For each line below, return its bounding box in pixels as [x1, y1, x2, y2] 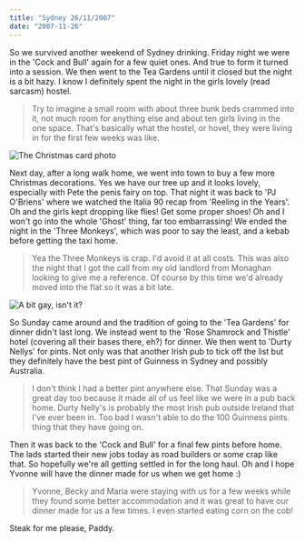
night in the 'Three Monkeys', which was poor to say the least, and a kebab [9, 225, 290, 236]
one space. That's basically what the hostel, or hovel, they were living [31, 122, 293, 133]
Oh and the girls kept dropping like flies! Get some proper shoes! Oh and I [9, 206, 285, 216]
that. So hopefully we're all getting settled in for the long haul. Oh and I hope [9, 458, 295, 469]
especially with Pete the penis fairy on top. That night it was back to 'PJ [9, 186, 277, 197]
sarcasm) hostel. [9, 85, 73, 96]
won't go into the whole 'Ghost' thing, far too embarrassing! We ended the [9, 216, 288, 226]
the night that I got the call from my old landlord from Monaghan [31, 262, 272, 273]
